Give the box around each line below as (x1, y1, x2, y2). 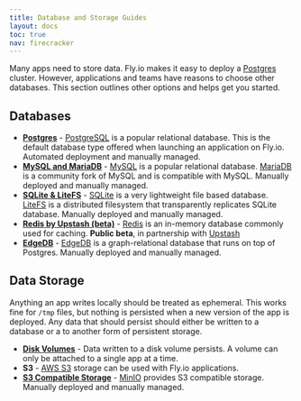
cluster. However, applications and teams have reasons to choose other (9, 73, 275, 84)
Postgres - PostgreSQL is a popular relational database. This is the (22, 132, 271, 143)
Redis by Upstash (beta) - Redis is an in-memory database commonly (22, 218, 284, 230)
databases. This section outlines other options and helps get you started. (9, 82, 281, 93)
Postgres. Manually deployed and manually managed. (22, 247, 223, 258)
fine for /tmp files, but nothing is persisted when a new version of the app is (9, 306, 290, 317)
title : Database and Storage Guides (9, 13, 147, 23)
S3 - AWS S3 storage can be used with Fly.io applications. (22, 362, 239, 373)
